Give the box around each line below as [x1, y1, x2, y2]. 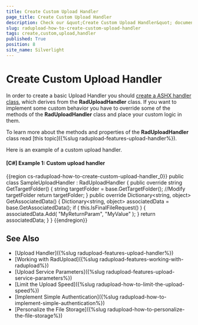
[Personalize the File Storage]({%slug [14, 306, 106, 313]
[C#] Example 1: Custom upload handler [6, 160, 105, 167]
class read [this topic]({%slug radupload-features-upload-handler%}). [6, 134, 177, 142]
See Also [6, 234, 39, 244]
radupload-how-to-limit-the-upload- [96, 281, 184, 288]
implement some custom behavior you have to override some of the [6, 104, 171, 111]
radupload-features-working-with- [99, 255, 184, 262]
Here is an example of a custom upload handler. [6, 146, 123, 153]
